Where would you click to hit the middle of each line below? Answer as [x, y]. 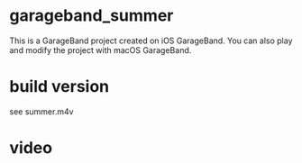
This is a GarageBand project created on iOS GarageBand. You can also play [151, 41]
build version [59, 87]
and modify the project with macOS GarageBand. [101, 50]
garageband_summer [92, 16]
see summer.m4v [41, 111]
